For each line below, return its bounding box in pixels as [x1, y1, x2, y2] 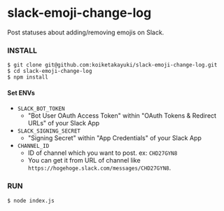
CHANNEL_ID [17, 142, 50, 150]
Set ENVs [7, 88, 35, 97]
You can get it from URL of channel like [27, 156, 141, 165]
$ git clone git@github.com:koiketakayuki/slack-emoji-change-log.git [7, 62, 218, 69]
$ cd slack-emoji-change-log [7, 68, 92, 75]
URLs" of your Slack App [27, 119, 100, 128]
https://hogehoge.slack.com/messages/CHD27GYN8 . [27, 163, 171, 172]
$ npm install [7, 74, 49, 81]
